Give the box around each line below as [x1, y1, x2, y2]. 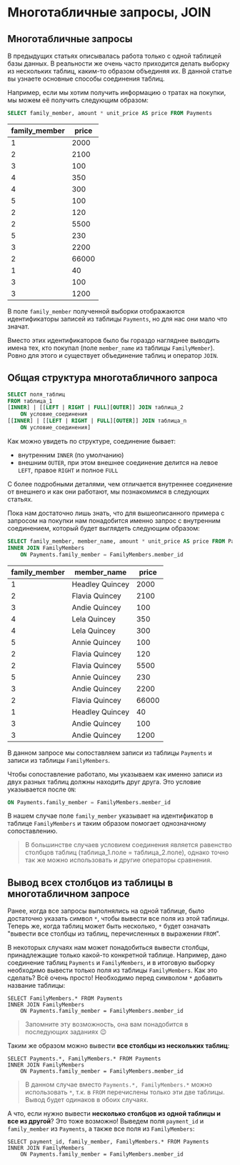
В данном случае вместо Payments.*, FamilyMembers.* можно [24, 1080, 213, 1089]
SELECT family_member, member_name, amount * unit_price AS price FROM [7, 537, 225, 545]
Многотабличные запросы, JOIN [7, 4, 211, 21]
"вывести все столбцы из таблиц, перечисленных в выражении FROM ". [7, 929, 221, 938]
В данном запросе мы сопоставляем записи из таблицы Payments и [7, 748, 212, 757]
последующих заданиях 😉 [24, 1028, 107, 1036]
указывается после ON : [7, 785, 76, 794]
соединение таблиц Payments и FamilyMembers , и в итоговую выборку [7, 959, 216, 967]
